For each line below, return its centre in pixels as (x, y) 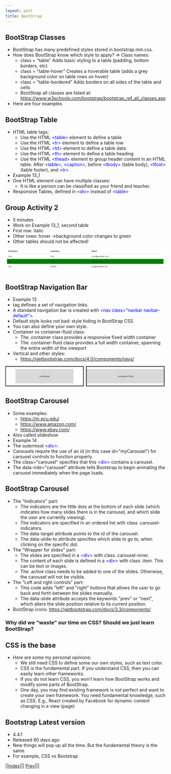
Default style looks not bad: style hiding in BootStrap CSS (73, 321)
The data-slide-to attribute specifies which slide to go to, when (86, 539)
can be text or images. (44, 566)
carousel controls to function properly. (53, 456)
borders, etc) (34, 66)
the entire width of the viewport (53, 348)
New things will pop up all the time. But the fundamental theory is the (85, 745)
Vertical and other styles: (39, 353)
